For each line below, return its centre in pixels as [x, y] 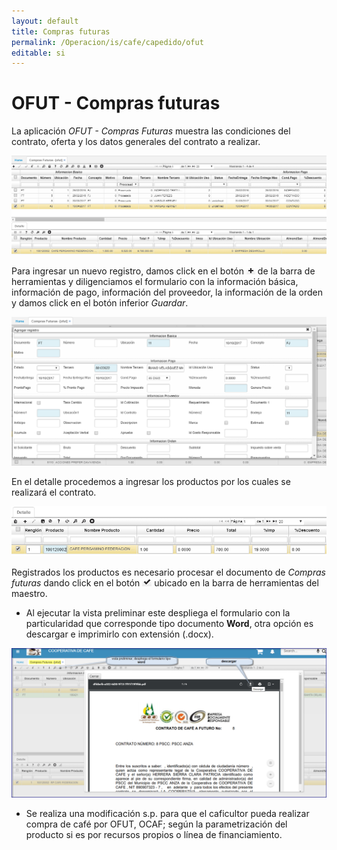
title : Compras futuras [61, 31]
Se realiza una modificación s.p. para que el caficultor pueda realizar [167, 814]
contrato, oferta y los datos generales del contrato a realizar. [136, 142]
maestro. [29, 594]
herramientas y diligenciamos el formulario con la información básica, [155, 282]
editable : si [38, 53]
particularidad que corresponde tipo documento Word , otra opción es [169, 624]
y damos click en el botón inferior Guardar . [100, 303]
